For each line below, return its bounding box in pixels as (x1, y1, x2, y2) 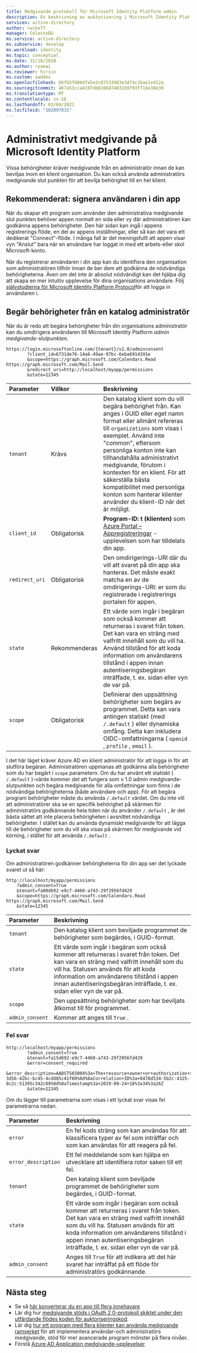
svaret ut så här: (6, 866, 46, 874)
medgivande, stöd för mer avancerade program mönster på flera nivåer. (14, 1334, 188, 1341)
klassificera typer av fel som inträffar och (66, 1134, 179, 1142)
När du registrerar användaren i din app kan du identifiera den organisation (6, 258, 187, 265)
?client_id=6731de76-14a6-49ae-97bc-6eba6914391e (27, 351, 151, 357)
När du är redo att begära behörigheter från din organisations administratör (6, 322, 188, 329)
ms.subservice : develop (6, 42, 64, 48)
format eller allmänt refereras (103, 416, 184, 425)
